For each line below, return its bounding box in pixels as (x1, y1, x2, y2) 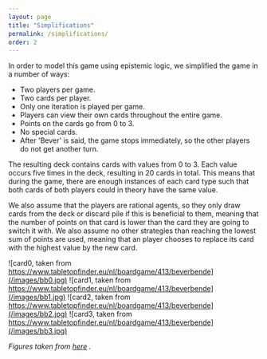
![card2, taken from (67, 292, 132, 302)
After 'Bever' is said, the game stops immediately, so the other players (19, 136, 250, 145)
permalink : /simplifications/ (8, 30, 109, 37)
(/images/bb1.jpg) (8, 292, 66, 302)
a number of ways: (8, 69, 70, 79)
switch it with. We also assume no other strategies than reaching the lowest (8, 226, 257, 235)
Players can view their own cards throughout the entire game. (19, 110, 223, 120)
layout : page (8, 13, 52, 21)
